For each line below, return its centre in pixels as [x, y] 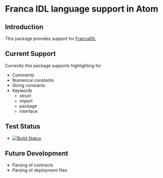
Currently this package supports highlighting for [53, 65]
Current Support [30, 54]
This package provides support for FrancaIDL [51, 38]
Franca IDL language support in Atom [82, 9]
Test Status [23, 127]
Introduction [24, 27]
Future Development [37, 153]
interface [28, 111]
